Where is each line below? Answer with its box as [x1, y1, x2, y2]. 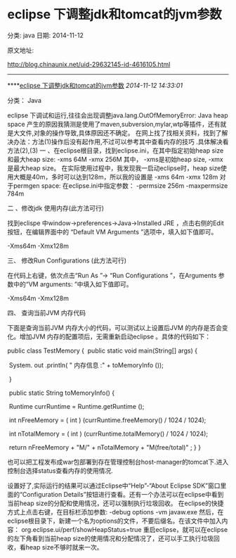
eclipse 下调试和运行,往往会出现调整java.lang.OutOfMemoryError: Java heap [7, 110, 228, 120]
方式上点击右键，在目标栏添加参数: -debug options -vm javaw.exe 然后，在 [7, 507, 224, 516]
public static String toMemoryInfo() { [8, 388, 115, 397]
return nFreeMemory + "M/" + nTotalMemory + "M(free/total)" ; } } [8, 443, 202, 451]
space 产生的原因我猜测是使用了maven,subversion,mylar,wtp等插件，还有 [7, 120, 221, 128]
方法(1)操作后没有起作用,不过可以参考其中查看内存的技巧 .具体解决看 [31, 137, 229, 146]
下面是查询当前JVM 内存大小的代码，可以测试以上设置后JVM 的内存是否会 [7, 323, 223, 331]
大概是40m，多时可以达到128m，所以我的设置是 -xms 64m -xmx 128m [13, 172, 218, 181]
